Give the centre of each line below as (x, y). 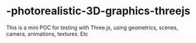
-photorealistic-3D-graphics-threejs (98, 11)
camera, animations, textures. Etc (47, 33)
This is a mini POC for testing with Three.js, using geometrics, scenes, (92, 27)
